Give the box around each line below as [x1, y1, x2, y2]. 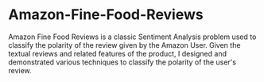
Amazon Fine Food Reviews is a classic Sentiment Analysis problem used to [8, 32, 257, 41]
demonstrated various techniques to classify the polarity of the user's [8, 57, 237, 67]
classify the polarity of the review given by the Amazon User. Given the [8, 40, 241, 49]
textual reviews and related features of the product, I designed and [8, 49, 227, 58]
